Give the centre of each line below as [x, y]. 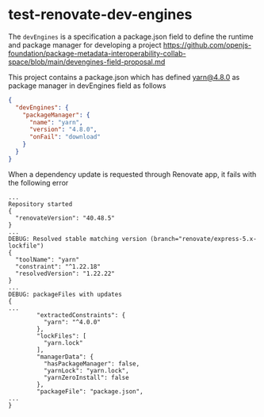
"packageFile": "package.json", [90, 391]
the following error [38, 182]
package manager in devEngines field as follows [87, 86]
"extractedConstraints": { [81, 315]
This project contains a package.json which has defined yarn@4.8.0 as [124, 77]
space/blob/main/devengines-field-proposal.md [87, 62]
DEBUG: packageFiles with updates [65, 294]
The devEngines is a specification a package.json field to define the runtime [131, 36]
